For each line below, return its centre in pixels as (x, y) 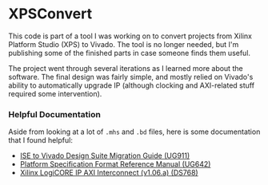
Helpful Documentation (55, 114)
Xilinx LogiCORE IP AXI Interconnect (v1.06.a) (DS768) (109, 173)
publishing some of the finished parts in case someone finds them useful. (129, 53)
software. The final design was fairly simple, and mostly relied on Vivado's (131, 77)
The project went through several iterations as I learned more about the (126, 68)
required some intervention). (55, 93)
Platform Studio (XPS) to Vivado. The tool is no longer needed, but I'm (124, 44)
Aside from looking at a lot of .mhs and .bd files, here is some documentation (134, 132)
